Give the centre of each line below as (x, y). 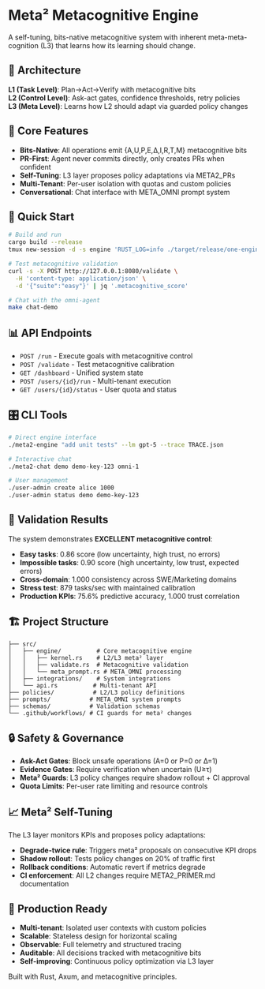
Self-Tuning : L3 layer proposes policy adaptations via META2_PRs (127, 175)
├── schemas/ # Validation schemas (84, 706)
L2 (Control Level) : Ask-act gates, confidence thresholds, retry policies (124, 98)
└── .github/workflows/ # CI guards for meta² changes (100, 713)
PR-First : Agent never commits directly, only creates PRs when (122, 158)
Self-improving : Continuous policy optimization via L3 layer (117, 961)
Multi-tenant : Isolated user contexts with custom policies (113, 928)
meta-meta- (228, 37)
